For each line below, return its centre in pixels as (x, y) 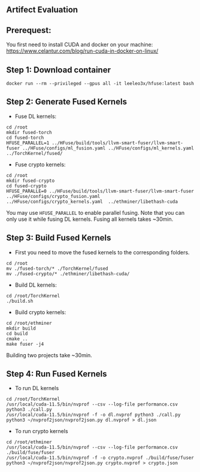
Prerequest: (29, 30)
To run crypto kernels (41, 431)
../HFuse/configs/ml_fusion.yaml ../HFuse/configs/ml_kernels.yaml (108, 148)
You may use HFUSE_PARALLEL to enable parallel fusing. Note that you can (96, 212)
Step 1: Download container (58, 70)
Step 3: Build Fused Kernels (59, 238)
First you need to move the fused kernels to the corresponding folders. (102, 252)
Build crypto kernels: (40, 312)
